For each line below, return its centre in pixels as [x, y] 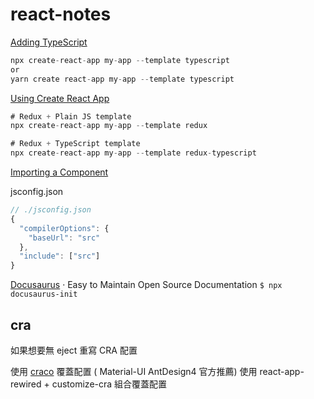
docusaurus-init [44, 294]
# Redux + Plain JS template [71, 116]
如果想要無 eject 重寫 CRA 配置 [74, 350]
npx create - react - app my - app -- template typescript [120, 60]
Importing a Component [59, 172]
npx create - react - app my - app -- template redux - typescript [133, 153]
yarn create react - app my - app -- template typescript [122, 79]
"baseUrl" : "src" [64, 238]
